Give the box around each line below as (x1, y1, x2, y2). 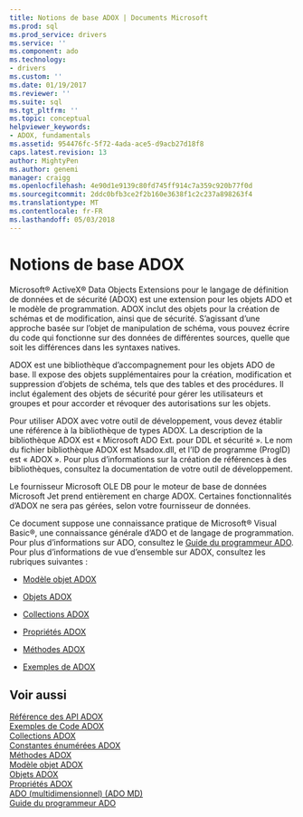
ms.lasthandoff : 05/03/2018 (9, 214, 116, 224)
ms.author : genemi (9, 165, 79, 174)
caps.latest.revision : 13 (9, 147, 107, 157)
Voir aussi (9, 687, 67, 702)
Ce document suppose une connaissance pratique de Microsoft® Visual (9, 518, 278, 528)
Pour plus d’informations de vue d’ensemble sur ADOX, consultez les (9, 546, 266, 557)
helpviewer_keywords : (9, 123, 91, 132)
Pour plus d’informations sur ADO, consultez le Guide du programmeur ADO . (9, 537, 294, 547)
